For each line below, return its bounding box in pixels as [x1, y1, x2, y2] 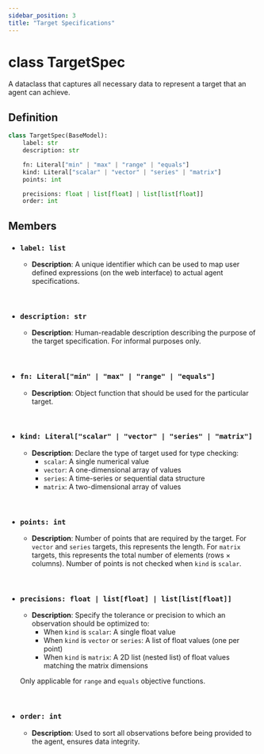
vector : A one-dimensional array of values [43, 465, 182, 474]
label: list [19, 243, 66, 252]
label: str [22, 140, 59, 147]
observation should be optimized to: [31, 619, 150, 629]
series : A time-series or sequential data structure [43, 473, 205, 483]
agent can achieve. [8, 88, 71, 98]
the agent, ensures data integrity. [31, 737, 140, 746]
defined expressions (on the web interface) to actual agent [31, 267, 224, 277]
